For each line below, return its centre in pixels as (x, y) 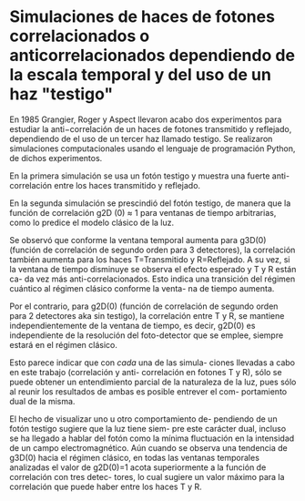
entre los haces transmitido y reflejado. (127, 185)
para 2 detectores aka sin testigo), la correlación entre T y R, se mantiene (147, 315)
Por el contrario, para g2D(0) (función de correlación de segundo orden (144, 306)
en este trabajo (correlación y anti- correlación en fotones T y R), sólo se (146, 372)
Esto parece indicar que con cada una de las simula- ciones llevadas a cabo (152, 363)
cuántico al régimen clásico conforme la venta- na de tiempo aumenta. (142, 288)
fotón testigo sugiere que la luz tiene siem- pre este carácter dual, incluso (148, 428)
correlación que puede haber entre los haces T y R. (106, 486)
